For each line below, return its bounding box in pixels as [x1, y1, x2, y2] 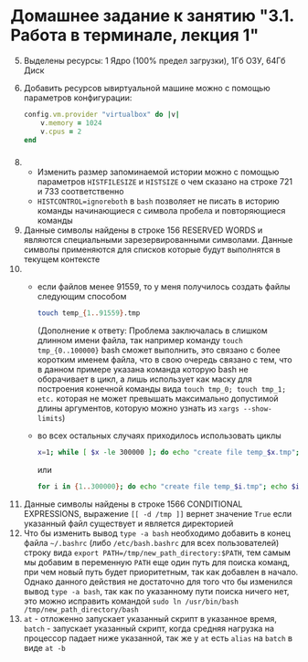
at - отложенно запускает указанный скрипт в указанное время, [23, 613, 278, 624]
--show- [242, 405, 272, 414]
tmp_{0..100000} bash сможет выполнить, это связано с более [37, 344, 281, 356]
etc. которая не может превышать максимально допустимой [37, 394, 279, 405]
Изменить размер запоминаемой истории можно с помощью [37, 166, 280, 178]
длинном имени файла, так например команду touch [37, 335, 243, 346]
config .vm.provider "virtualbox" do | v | [23, 110, 180, 119]
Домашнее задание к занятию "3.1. [10, 5, 295, 26]
